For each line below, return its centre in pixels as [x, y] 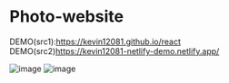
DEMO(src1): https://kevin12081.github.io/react [95, 41]
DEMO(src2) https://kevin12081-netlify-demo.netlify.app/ [114, 51]
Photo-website [67, 17]
